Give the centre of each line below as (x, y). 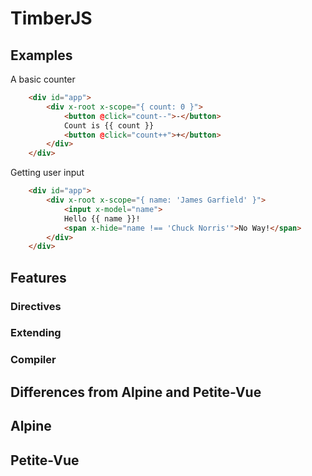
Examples (41, 55)
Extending (36, 333)
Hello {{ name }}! (102, 218)
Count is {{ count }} (109, 125)
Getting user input (47, 173)
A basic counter (43, 79)
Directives (36, 306)
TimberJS (51, 18)
